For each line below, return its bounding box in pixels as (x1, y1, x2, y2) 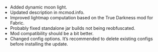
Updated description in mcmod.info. (10, 9, 85, 15)
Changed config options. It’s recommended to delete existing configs (10, 36, 153, 42)
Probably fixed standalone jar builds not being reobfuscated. (10, 25, 135, 31)
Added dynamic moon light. (10, 4, 68, 10)
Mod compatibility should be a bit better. (10, 31, 94, 36)
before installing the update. (10, 41, 69, 47)
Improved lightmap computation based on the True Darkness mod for (10, 15, 153, 20)
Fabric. (10, 20, 25, 26)
